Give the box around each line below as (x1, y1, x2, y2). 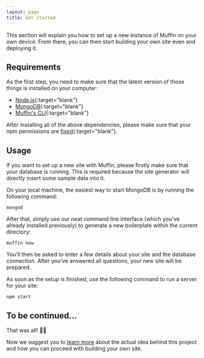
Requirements (6, 62, 61, 72)
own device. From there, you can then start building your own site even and (6, 38, 196, 45)
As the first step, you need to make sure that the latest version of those (6, 78, 185, 85)
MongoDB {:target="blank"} (15, 103, 84, 110)
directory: (6, 228, 31, 235)
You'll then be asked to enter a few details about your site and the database (6, 251, 196, 258)
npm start (6, 294, 32, 300)
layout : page (6, 9, 40, 15)
